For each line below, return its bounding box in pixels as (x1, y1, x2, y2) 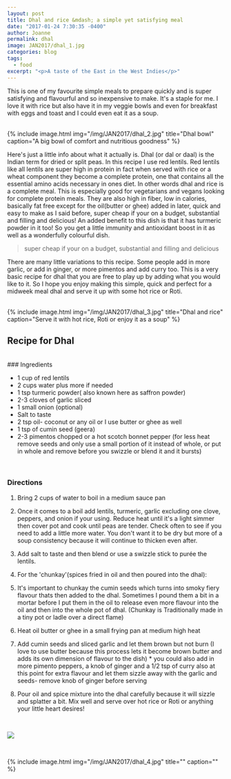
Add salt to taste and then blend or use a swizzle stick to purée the (17, 549, 208, 558)
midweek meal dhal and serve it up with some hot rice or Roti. (7, 287, 183, 295)
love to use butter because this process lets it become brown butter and (17, 647, 222, 655)
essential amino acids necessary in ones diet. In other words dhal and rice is (7, 179, 224, 188)
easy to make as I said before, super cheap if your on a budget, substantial (7, 208, 220, 217)
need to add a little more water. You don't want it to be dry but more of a (17, 529, 223, 537)
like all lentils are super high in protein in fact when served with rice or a (7, 165, 212, 173)
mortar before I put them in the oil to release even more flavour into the (17, 598, 219, 607)
